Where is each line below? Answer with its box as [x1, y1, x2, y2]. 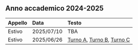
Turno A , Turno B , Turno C [67, 36, 130, 43]
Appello [8, 19, 28, 26]
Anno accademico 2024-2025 [5, 4, 104, 13]
